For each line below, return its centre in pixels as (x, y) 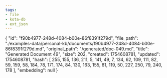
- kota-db (16, 19)
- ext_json (17, 24)
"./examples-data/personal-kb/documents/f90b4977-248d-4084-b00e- (80, 44)
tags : (11, 10)
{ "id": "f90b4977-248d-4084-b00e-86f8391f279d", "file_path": (72, 38)
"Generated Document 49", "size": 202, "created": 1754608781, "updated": (83, 54)
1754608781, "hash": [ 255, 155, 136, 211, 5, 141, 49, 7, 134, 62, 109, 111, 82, (81, 60)
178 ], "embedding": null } (32, 70)
